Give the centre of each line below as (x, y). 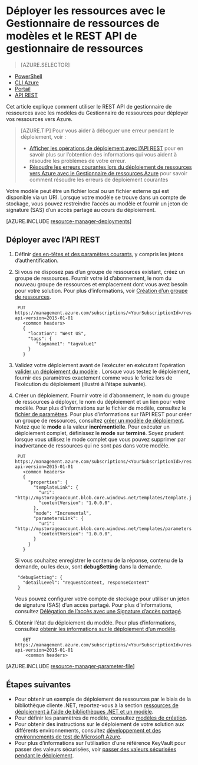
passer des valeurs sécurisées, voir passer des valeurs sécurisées (95, 749)
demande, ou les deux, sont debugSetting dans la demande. (88, 566)
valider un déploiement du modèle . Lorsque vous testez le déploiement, (102, 371)
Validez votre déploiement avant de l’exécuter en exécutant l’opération (100, 365)
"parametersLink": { (58, 518)
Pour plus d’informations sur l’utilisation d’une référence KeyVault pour (100, 743)
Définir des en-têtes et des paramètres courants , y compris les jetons (99, 254)
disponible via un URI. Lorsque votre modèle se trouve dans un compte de (96, 197)
